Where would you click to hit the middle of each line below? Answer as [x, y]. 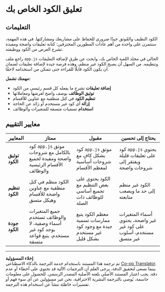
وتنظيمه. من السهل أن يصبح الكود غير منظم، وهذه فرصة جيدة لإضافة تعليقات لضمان [82, 64]
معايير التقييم [23, 124]
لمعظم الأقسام [92, 167]
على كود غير [132, 226]
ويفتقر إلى [130, 161]
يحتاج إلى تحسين [138, 138]
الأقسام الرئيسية [46, 164]
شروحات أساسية [94, 161]
